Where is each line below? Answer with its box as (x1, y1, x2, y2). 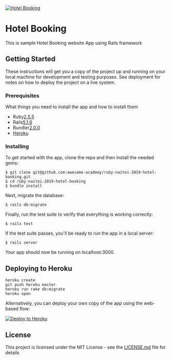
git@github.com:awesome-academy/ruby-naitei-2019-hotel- (32, 170, 157, 175)
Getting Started (5, 54, 56, 64)
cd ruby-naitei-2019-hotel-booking (10, 179, 86, 184)
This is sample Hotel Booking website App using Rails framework (5, 40, 142, 46)
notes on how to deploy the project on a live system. (5, 79, 116, 85)
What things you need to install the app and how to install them (5, 104, 138, 110)
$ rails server (5, 240, 38, 245)
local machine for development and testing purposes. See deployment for (5, 73, 161, 80)
